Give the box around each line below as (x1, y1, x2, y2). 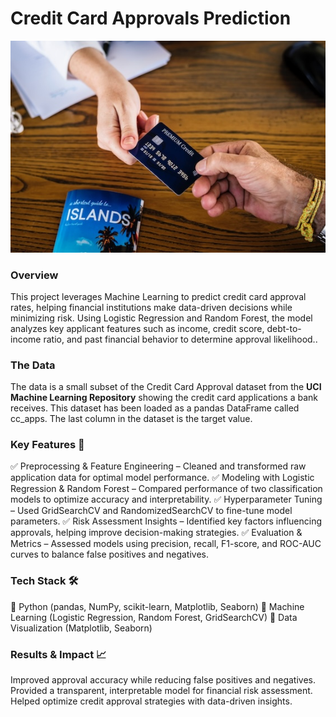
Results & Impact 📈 (10, 647, 107, 661)
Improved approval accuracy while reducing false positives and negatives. (10, 674, 317, 686)
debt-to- (266, 322, 302, 334)
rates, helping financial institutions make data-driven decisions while (10, 301, 293, 313)
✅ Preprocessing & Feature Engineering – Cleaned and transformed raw (10, 460, 307, 472)
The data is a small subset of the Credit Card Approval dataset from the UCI (10, 381, 322, 393)
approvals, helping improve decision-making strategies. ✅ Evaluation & (10, 527, 303, 539)
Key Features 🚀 (10, 438, 85, 452)
